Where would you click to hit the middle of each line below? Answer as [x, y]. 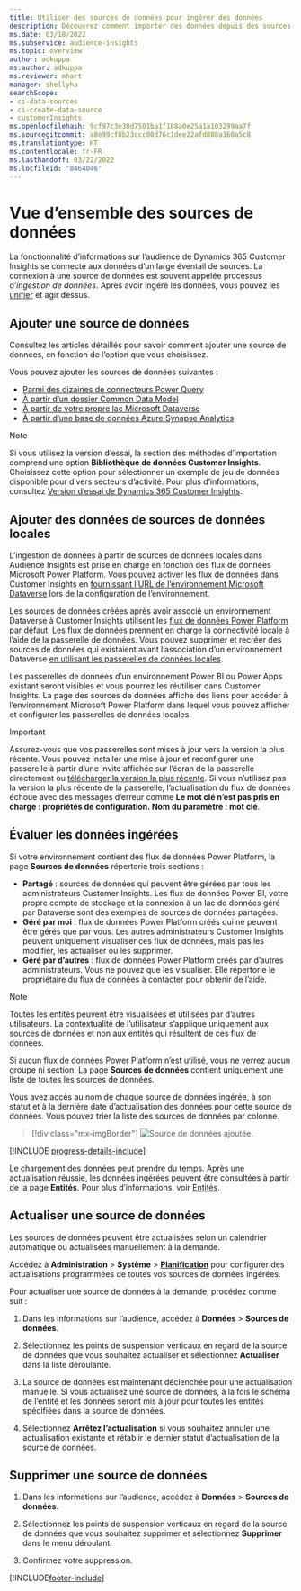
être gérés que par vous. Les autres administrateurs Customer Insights [153, 931]
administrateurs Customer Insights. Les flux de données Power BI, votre [155, 893]
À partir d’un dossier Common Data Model [100, 399]
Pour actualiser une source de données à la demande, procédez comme [143, 1291]
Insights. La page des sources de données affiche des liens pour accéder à [149, 695]
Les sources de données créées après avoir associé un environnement [140, 611]
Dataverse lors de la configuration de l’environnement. [110, 593]
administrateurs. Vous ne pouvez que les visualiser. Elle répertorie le [149, 969]
